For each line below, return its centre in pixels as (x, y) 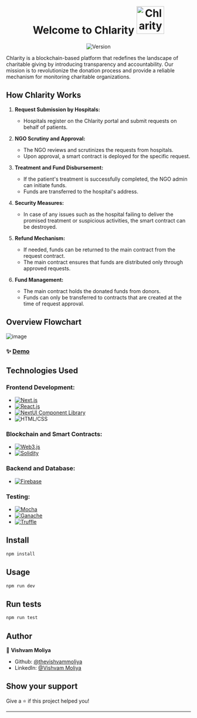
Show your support (42, 687)
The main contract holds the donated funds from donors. (92, 291)
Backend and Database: (41, 468)
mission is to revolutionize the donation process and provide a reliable (90, 70)
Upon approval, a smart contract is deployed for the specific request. (107, 156)
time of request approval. (54, 304)
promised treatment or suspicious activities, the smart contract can (104, 220)
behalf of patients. (45, 127)
